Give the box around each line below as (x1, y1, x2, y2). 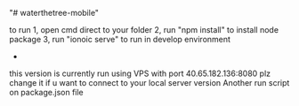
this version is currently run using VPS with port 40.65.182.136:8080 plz (9, 68, 271, 79)
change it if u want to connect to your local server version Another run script (9, 78, 290, 87)
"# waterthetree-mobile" (9, 8, 100, 18)
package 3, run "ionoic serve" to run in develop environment (9, 34, 231, 44)
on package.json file (9, 87, 85, 97)
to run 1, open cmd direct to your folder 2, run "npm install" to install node (9, 25, 279, 34)
